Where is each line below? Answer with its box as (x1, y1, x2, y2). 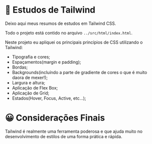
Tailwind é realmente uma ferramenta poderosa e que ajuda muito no (5, 128, 143, 134)
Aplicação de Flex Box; (12, 85, 58, 90)
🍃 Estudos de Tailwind (5, 4, 96, 16)
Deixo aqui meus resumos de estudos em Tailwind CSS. (5, 20, 116, 26)
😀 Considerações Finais (5, 112, 105, 124)
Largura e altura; (12, 80, 46, 86)
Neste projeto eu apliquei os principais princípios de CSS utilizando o (5, 39, 143, 45)
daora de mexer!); (12, 74, 48, 80)
